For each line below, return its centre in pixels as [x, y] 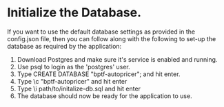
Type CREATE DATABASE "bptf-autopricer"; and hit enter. [99, 74]
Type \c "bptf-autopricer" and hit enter [72, 81]
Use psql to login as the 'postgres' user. [74, 67]
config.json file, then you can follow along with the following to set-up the [112, 38]
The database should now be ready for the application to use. [104, 96]
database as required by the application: [64, 46]
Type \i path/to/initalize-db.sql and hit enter [79, 88]
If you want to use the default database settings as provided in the [101, 32]
